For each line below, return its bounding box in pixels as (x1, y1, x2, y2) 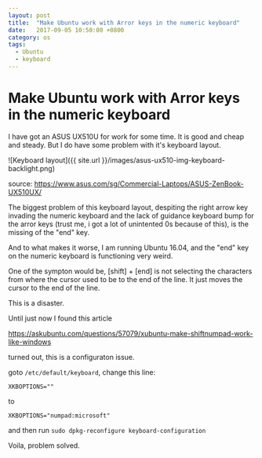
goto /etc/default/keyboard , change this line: (8, 367, 155, 377)
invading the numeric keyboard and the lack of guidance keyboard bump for (8, 211, 255, 220)
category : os (8, 33, 51, 42)
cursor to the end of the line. (8, 283, 100, 292)
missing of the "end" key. (8, 227, 90, 236)
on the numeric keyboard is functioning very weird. (8, 251, 173, 260)
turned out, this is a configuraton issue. (8, 352, 135, 361)
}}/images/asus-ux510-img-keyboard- (101, 155, 225, 165)
